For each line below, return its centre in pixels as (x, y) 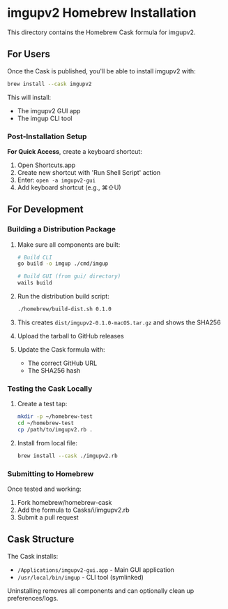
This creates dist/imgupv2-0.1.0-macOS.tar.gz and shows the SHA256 (119, 322)
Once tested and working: (44, 489)
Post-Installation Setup (47, 136)
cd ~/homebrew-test (46, 423)
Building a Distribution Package (62, 229)
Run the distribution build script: (63, 296)
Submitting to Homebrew (51, 473)
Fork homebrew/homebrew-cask (64, 503)
